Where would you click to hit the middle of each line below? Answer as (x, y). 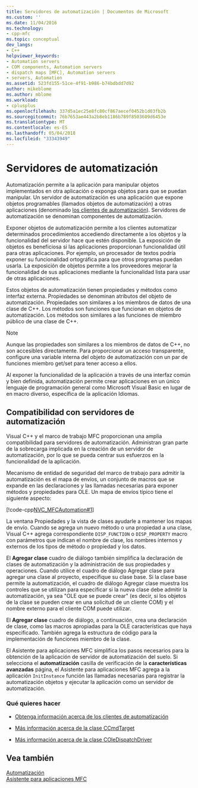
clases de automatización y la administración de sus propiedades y (88, 564)
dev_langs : (20, 45)
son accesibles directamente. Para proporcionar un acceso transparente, (96, 351)
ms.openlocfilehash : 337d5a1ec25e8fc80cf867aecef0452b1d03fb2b (86, 111)
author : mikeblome (29, 89)
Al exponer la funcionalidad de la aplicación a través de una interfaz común (98, 374)
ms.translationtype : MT (36, 122)
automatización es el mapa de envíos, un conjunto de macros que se (90, 479)
